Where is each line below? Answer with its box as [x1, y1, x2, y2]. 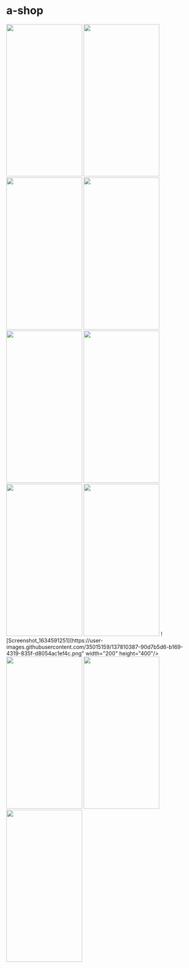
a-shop [6, 4, 44, 18]
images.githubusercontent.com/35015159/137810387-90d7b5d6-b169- [6, 643, 184, 650]
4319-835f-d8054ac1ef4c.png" [6, 649, 85, 657]
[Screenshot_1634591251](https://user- [6, 636, 104, 644]
